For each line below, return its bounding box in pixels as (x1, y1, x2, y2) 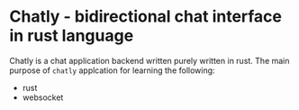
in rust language (9, 25, 134, 46)
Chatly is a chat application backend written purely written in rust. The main (9, 55, 290, 66)
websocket (22, 92, 64, 103)
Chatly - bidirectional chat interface (9, 6, 282, 27)
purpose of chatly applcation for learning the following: (9, 65, 215, 76)
